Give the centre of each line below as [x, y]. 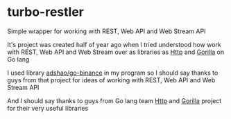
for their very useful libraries [48, 108]
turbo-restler [46, 12]
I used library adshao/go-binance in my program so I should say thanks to [113, 73]
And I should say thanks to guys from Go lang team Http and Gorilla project [114, 100]
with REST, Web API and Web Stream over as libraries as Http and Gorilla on [115, 52]
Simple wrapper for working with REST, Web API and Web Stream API [106, 31]
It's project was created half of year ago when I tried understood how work [114, 44]
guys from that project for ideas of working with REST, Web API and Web [111, 80]
